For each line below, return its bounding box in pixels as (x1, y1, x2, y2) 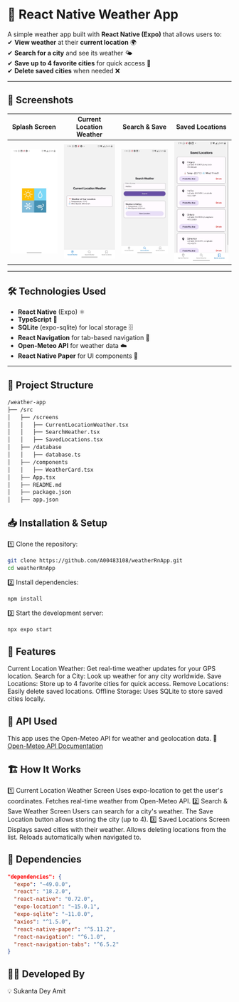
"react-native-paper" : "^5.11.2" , (14, 925, 116, 933)
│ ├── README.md (7, 481, 62, 488)
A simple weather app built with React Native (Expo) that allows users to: (7, 30, 222, 38)
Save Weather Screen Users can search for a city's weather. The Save (7, 807, 213, 816)
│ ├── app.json (7, 496, 59, 504)
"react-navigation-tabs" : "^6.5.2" (14, 941, 119, 948)
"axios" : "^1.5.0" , (14, 918, 72, 925)
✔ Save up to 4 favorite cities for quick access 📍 (7, 58, 152, 67)
